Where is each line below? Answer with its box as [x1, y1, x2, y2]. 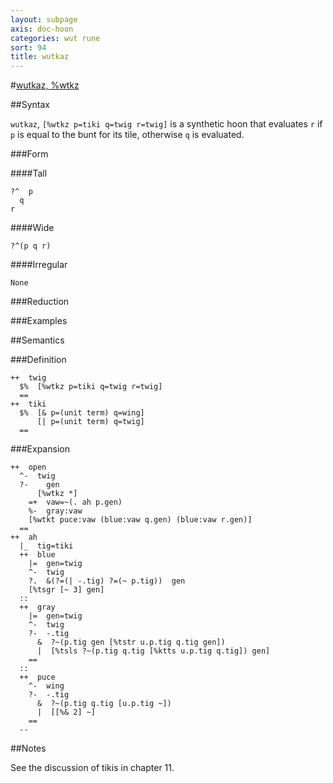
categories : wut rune [10, 33, 101, 43]
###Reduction [10, 296, 70, 308]
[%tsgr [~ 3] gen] [28, 585, 105, 595]
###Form [10, 148, 49, 160]
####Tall [10, 167, 48, 180]
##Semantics [10, 334, 65, 346]
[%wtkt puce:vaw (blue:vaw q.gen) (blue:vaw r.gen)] [28, 515, 253, 525]
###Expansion [10, 443, 70, 455]
